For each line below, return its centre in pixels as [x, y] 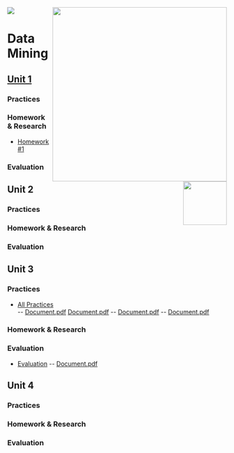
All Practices [35, 304]
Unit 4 [21, 386]
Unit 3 [21, 269]
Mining [28, 53]
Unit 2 [21, 190]
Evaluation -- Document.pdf [57, 363]
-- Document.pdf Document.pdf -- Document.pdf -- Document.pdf [113, 312]
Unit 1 [19, 79]
